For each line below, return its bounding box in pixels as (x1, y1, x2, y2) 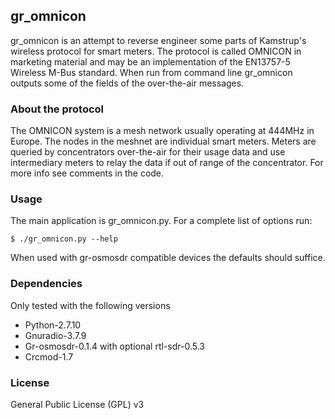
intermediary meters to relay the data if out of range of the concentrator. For (10, 157, 324, 169)
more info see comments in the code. (10, 167, 165, 179)
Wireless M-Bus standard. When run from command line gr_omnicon (10, 66, 293, 78)
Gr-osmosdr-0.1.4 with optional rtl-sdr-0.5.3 (24, 340, 205, 352)
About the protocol (10, 102, 105, 116)
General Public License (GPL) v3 (10, 399, 145, 410)
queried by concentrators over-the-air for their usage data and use (10, 146, 286, 158)
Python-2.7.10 (24, 319, 82, 331)
